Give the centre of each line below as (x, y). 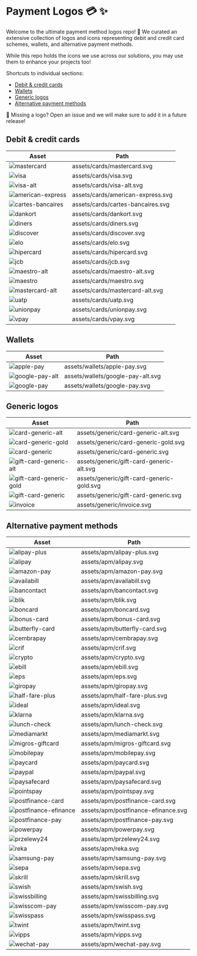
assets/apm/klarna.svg (113, 715)
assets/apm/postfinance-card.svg (128, 801)
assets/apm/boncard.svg (116, 609)
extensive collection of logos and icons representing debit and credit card (95, 38)
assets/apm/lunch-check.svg (122, 724)
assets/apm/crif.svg (109, 648)
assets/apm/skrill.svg (111, 877)
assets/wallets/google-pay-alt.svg (113, 376)
